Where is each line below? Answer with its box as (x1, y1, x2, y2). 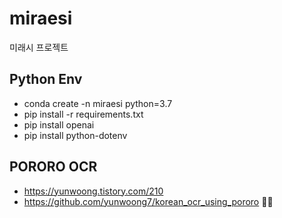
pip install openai (23, 118, 95, 131)
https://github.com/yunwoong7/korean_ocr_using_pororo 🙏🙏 (23, 195, 274, 207)
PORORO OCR (9, 158, 98, 176)
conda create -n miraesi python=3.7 (23, 97, 173, 109)
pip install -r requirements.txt (23, 108, 144, 120)
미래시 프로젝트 (9, 41, 69, 53)
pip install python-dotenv (23, 129, 128, 141)
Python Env (9, 71, 83, 88)
